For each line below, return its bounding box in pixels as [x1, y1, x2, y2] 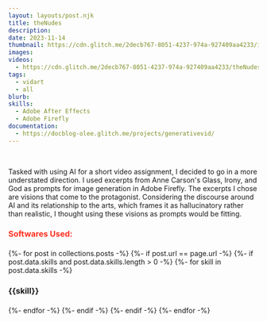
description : [8, 26, 52, 34]
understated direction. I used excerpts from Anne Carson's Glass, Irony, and [8, 175, 257, 185]
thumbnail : [8, 41, 44, 49]
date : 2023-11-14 [8, 33, 66, 42]
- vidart [15, 78, 44, 86]
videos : [8, 56, 34, 64]
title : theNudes [8, 19, 62, 27]
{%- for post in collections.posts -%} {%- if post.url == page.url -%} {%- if [8, 249, 253, 259]
